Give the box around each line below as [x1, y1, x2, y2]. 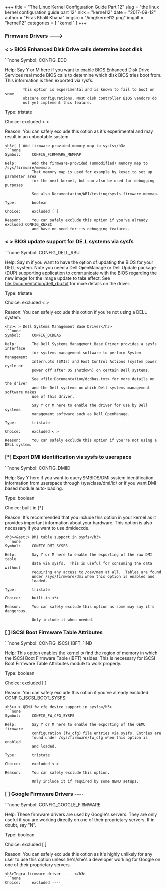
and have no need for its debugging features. [31, 227, 130, 232]
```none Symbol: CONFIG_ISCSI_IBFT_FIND [5, 640, 93, 646]
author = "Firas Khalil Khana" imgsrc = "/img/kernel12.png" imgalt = [5, 15, 144, 20]
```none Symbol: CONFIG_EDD [5, 57, 67, 63]
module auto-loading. [19, 485, 63, 491]
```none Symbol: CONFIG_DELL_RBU [5, 249, 80, 255]
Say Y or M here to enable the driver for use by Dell [31, 403, 148, 408]
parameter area [5, 174, 37, 179]
